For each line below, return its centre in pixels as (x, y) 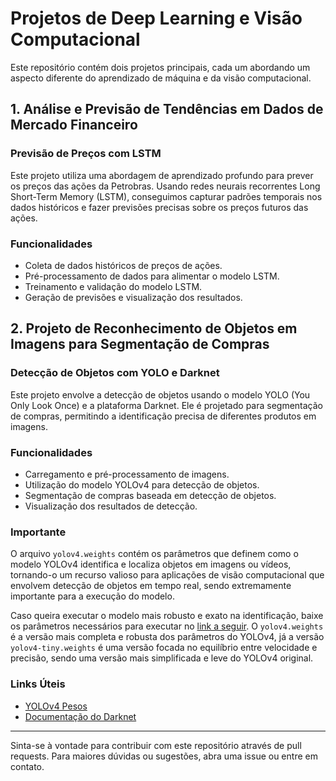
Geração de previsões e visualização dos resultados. (133, 297)
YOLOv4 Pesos (56, 706)
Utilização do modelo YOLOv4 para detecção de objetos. (142, 484)
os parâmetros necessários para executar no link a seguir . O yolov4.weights (167, 626)
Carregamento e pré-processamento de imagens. (127, 474)
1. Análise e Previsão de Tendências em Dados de (167, 109)
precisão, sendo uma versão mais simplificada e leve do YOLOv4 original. (162, 658)
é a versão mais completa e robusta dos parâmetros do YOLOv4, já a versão (167, 637)
